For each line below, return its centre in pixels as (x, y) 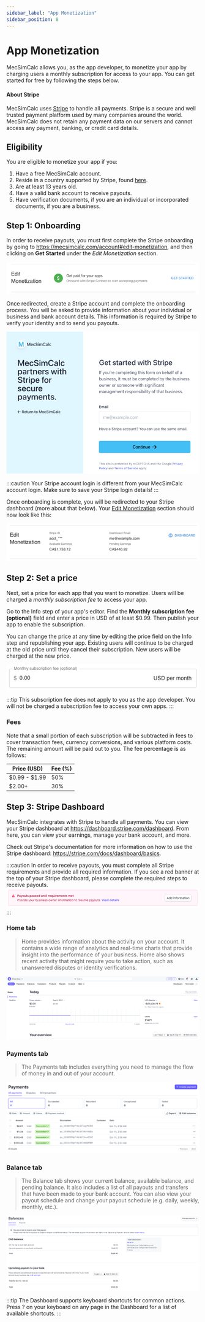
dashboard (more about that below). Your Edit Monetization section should (100, 508)
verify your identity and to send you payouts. (63, 323)
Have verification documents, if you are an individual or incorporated (102, 200)
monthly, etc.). (39, 1207)
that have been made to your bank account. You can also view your (106, 1194)
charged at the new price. (39, 656)
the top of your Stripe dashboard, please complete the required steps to (97, 878)
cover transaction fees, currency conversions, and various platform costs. (99, 742)
